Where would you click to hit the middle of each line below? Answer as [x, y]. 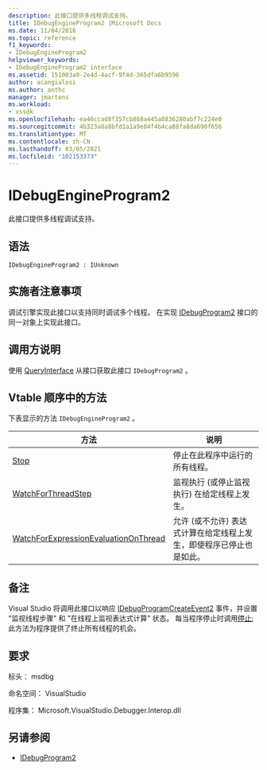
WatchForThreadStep [52, 494]
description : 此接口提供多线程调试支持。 [70, 16]
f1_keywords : [30, 45]
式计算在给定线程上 [209, 533]
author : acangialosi [43, 82]
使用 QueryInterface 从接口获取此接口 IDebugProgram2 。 [100, 370]
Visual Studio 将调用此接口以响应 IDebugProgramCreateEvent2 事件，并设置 [133, 608]
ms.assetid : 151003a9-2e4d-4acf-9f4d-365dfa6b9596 [94, 75]
